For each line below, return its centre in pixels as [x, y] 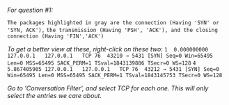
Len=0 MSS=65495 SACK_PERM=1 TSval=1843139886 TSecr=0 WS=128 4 [102, 63]
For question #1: [30, 10]
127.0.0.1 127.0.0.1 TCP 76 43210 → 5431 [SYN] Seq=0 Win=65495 [110, 56]
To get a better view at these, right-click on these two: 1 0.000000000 [108, 49]
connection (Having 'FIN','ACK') [56, 36]
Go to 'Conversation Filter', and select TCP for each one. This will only [108, 88]
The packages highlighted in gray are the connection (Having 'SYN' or [113, 23]
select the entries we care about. [55, 96]
